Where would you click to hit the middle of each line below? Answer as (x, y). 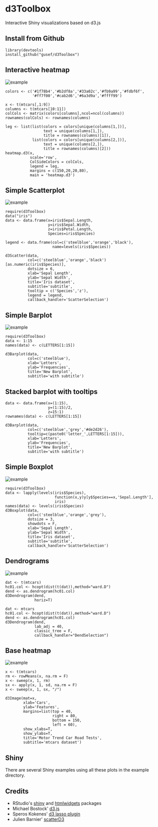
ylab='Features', (41, 707)
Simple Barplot (29, 315)
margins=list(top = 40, (48, 712)
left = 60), (65, 725)
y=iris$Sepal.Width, (69, 225)
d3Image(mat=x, (21, 698)
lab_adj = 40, (49, 626)
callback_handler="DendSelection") (71, 635)
